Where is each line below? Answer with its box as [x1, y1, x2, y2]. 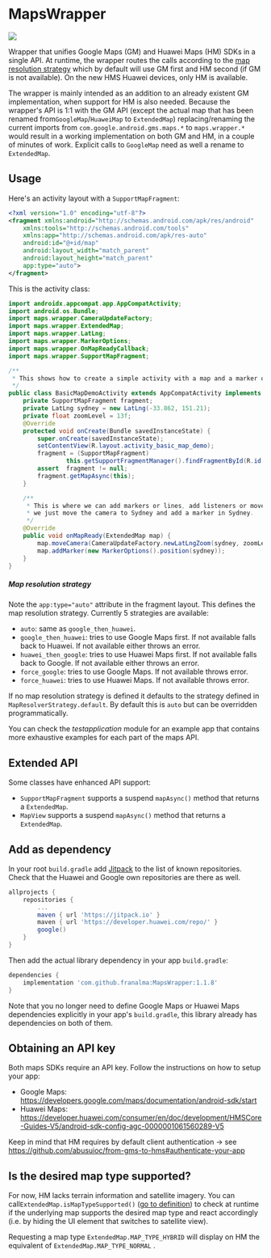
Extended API [8, 756, 78, 769]
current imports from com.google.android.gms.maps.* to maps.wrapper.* [8, 122, 246, 132]
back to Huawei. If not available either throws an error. [19, 641, 201, 651]
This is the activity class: [8, 284, 90, 294]
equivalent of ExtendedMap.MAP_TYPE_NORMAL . [8, 1241, 156, 1251]
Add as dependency [8, 842, 111, 856]
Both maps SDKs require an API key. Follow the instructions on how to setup [8, 1063, 261, 1073]
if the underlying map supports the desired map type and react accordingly [8, 1208, 258, 1218]
